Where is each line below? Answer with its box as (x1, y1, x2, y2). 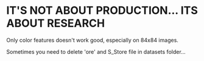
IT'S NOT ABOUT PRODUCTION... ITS (6, 4, 198, 18)
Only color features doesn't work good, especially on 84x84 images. (6, 36, 178, 43)
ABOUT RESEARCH (6, 16, 105, 30)
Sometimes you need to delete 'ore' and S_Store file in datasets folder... (6, 48, 186, 55)
